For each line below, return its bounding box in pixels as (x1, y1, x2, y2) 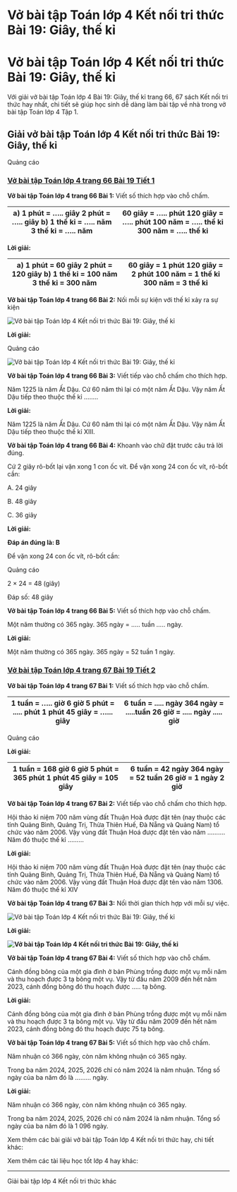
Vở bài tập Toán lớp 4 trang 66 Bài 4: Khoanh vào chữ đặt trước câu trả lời (7, 441, 224, 450)
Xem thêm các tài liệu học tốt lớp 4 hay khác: (7, 1156, 139, 1164)
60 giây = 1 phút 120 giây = (128, 260, 224, 270)
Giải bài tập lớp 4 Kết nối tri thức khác (7, 1176, 117, 1185)
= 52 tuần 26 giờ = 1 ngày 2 (129, 773, 224, 783)
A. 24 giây (7, 483, 37, 492)
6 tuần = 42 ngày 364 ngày (130, 764, 224, 773)
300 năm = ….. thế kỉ (137, 226, 209, 236)
